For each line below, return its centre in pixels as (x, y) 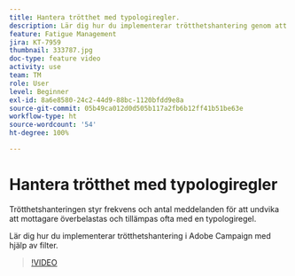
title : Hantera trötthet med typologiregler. (94, 17)
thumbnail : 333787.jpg (51, 51)
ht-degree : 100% (39, 133)
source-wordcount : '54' (53, 125)
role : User (29, 83)
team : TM (25, 75)
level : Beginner (39, 91)
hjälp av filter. (34, 245)
